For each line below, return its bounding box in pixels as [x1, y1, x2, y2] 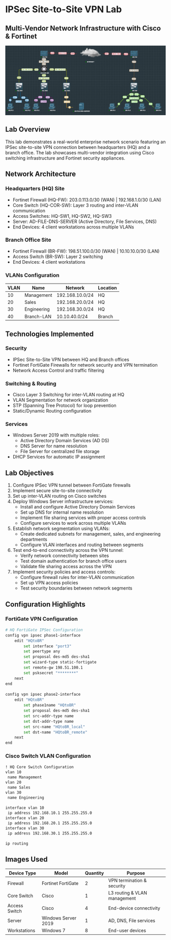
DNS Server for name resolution [20, 443, 88, 449]
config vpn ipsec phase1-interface [5, 632, 81, 638]
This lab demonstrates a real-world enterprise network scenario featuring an [5, 139, 166, 145]
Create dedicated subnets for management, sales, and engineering [20, 531, 161, 537]
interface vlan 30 [5, 826, 44, 831]
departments [20, 537, 47, 543]
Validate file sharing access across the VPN [20, 564, 112, 570]
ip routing [5, 841, 28, 846]
